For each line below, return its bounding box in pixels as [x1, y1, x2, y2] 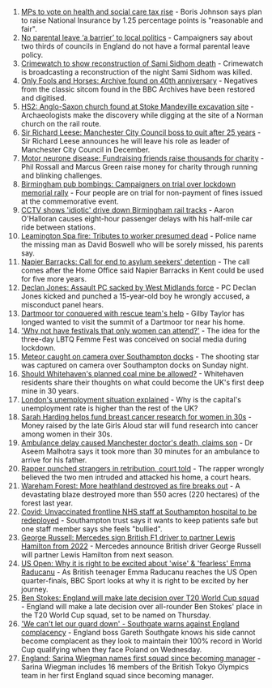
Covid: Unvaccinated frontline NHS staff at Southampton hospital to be [20, 507, 257, 516]
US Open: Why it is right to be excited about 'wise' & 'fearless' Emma [20, 559, 252, 568]
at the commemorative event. [20, 196, 120, 206]
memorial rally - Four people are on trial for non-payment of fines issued [20, 188, 263, 197]
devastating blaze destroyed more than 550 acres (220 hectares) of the [20, 490, 260, 499]
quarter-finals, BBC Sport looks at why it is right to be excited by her [20, 576, 249, 585]
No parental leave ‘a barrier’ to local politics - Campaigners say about [20, 32, 253, 42]
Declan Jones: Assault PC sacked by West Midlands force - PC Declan [20, 283, 257, 292]
